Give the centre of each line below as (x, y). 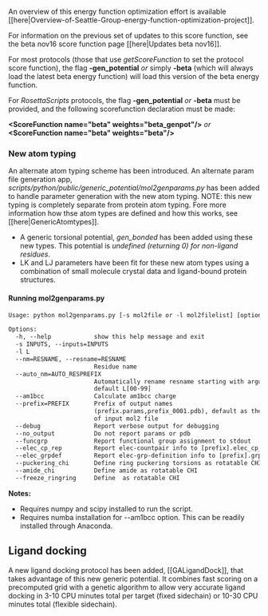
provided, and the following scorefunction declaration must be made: (122, 109)
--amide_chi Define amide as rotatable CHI (106, 471)
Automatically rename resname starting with (169, 382)
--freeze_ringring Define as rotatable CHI (98, 478)
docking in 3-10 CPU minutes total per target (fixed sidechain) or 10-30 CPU (133, 595)
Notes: (20, 493)
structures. (37, 280)
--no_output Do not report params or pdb (103, 433)
